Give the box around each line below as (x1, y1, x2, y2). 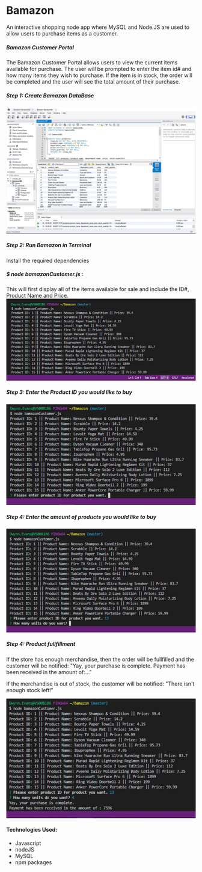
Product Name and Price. (6, 292, 69, 299)
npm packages (14, 858, 52, 866)
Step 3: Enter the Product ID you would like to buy (6, 388, 132, 396)
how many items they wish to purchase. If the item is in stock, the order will (6, 72, 192, 79)
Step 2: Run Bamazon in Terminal (6, 242, 91, 249)
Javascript (14, 840, 41, 847)
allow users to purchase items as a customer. (6, 29, 118, 37)
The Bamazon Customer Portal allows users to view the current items (6, 58, 178, 66)
